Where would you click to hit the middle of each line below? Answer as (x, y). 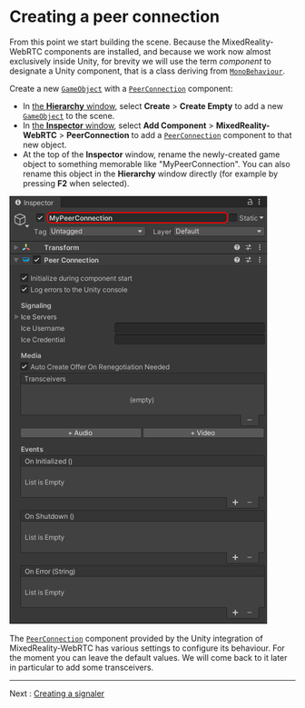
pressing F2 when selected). (76, 183)
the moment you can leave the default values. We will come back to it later (148, 657)
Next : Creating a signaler (57, 693)
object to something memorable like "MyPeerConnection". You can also (156, 164)
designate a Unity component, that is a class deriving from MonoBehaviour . (148, 71)
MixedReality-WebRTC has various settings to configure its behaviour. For (148, 648)
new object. (44, 145)
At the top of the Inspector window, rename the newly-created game (151, 154)
